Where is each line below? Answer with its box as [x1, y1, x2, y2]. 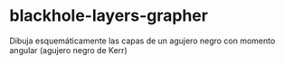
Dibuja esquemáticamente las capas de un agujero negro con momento [9, 35, 276, 46]
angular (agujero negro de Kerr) [9, 44, 128, 55]
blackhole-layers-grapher [9, 5, 208, 26]
